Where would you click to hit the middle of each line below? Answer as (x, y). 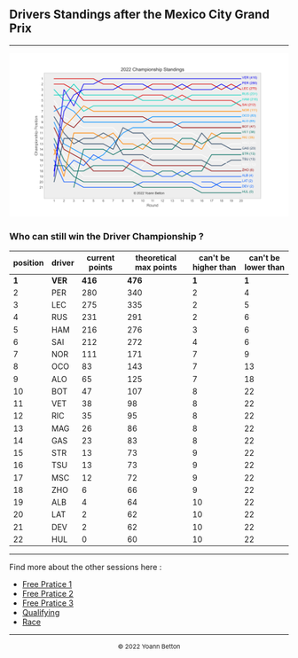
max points (156, 267)
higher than (214, 267)
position (28, 262)
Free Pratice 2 (47, 594)
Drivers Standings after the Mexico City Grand (140, 15)
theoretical (156, 258)
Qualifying (41, 613)
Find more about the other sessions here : (86, 568)
